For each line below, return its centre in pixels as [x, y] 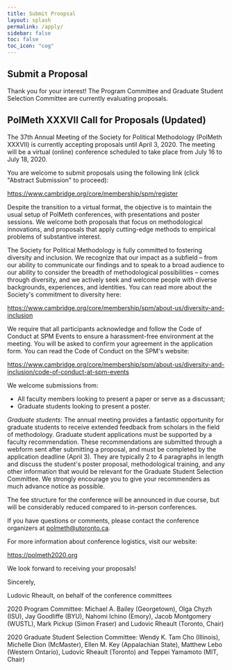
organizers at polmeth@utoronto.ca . [59, 528]
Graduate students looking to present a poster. [84, 406]
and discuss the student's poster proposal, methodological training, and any [116, 464]
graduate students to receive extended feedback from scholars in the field [114, 427]
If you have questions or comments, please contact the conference [103, 520]
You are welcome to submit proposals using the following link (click [103, 173]
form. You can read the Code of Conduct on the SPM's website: [98, 351]
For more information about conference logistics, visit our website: [102, 541]
